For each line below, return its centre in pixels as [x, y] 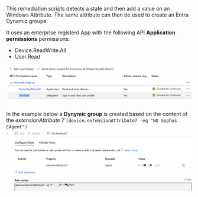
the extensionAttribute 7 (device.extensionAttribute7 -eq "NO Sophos [92, 120]
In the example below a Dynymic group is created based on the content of [97, 114]
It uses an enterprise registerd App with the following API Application [91, 33]
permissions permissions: [38, 39]
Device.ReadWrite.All [40, 50]
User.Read [27, 56]
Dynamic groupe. [27, 21]
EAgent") [17, 127]
